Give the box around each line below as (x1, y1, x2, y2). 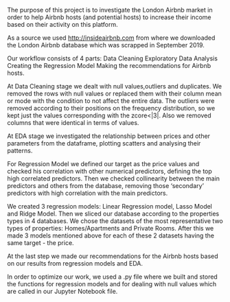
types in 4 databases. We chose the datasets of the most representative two (7, 217, 223, 225)
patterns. (7, 147, 33, 154)
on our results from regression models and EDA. (7, 259, 143, 267)
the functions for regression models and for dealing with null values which (7, 280, 217, 288)
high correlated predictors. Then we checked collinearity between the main (7, 174, 220, 183)
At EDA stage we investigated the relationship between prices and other (7, 132, 211, 140)
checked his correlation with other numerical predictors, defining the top (7, 167, 213, 175)
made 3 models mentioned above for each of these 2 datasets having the (7, 231, 215, 240)
